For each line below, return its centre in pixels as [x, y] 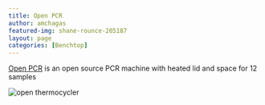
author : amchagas [37, 23]
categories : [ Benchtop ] [48, 46]
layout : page [30, 38]
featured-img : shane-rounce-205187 [68, 30]
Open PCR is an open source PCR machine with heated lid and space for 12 [133, 68]
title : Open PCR [35, 16]
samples [22, 77]
